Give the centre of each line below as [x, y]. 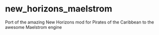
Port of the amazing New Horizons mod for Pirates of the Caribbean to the [80, 22]
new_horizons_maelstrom [59, 9]
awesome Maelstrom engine [33, 27]
